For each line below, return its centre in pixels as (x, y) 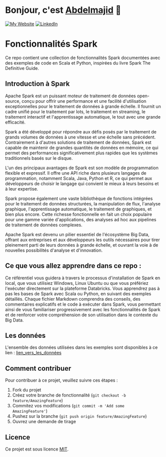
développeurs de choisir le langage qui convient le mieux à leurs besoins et (82, 184)
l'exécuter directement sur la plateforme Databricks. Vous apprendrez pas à (83, 288)
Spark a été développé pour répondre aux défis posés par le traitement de (81, 131)
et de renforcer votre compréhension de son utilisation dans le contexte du (81, 315)
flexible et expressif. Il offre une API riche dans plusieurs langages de (76, 173)
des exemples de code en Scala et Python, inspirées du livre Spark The (78, 63)
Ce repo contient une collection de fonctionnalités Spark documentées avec (83, 58)
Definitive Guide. (22, 68)
